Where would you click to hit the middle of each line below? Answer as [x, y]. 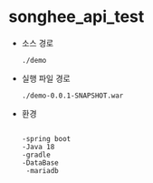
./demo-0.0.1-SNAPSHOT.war [72, 96]
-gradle [36, 155]
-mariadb [43, 170]
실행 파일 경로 [46, 78]
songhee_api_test [76, 17]
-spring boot [46, 138]
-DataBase [40, 163]
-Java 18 [38, 147]
